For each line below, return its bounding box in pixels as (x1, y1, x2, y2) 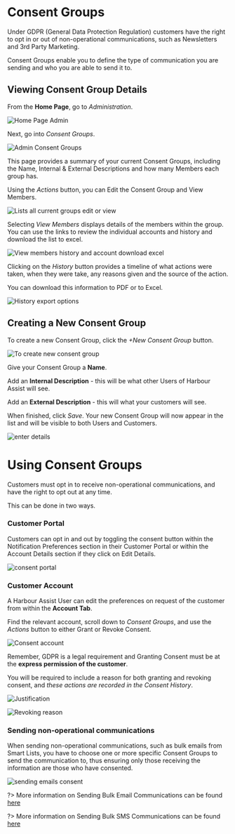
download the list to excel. (7, 234, 83, 243)
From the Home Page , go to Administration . (7, 102, 133, 111)
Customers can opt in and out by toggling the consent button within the (7, 534, 214, 543)
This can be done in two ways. (7, 501, 96, 510)
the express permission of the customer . (7, 660, 128, 668)
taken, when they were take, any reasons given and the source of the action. (7, 270, 229, 278)
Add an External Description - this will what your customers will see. (7, 397, 207, 406)
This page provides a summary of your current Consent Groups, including (7, 157, 221, 165)
